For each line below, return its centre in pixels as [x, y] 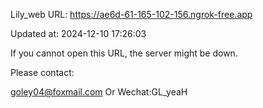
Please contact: [42, 72]
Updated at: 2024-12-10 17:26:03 [78, 33]
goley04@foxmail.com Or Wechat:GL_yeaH [99, 92]
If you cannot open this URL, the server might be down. [124, 53]
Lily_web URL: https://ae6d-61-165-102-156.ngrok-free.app [131, 14]
